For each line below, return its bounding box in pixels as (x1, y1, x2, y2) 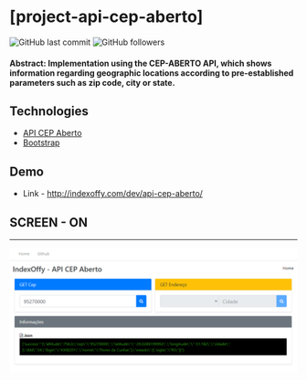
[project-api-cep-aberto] (9, 6, 204, 27)
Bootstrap (22, 137, 60, 148)
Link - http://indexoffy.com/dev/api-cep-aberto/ (22, 188, 204, 199)
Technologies (9, 103, 90, 119)
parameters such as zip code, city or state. (9, 77, 175, 88)
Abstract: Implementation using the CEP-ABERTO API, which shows (9, 58, 272, 69)
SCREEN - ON (9, 215, 89, 230)
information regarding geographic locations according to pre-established (9, 67, 294, 79)
